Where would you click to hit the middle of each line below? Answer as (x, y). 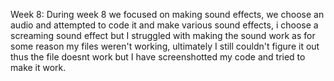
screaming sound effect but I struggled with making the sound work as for (163, 35)
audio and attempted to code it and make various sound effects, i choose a (164, 25)
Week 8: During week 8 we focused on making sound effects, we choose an (167, 14)
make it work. (38, 67)
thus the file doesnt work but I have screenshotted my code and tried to (158, 57)
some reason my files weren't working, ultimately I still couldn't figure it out (165, 46)
